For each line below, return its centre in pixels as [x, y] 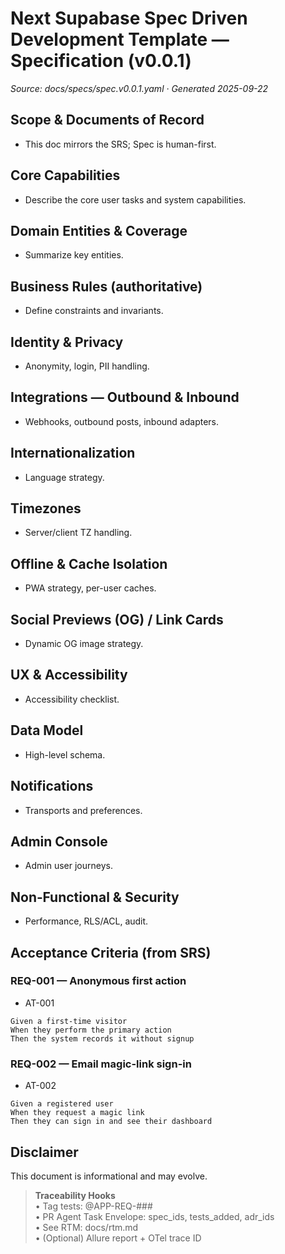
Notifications [52, 786]
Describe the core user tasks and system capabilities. [135, 199]
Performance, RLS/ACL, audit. [86, 921]
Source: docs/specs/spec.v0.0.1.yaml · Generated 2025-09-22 [139, 88]
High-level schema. [65, 754]
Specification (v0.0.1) [101, 61]
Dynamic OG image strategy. [84, 644]
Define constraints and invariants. [94, 311]
